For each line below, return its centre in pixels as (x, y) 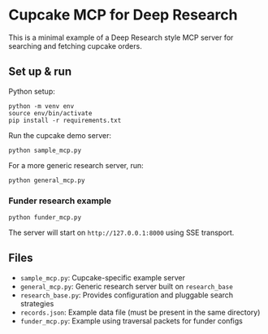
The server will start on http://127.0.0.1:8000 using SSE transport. (121, 232)
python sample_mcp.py (45, 150)
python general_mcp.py (47, 180)
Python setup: (32, 91)
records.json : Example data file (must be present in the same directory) (140, 312)
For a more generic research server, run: (76, 165)
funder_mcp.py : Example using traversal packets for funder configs (132, 321)
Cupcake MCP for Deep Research (123, 15)
